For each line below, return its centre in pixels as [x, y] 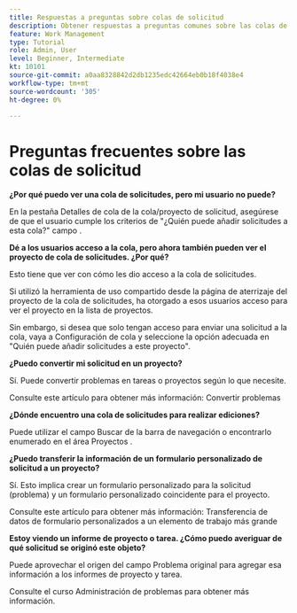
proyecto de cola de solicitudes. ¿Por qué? [89, 257]
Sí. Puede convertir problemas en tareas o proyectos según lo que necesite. [148, 381]
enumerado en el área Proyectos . [71, 442]
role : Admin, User [43, 50]
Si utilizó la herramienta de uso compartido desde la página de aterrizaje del [148, 291]
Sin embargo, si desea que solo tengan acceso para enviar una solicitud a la [148, 328]
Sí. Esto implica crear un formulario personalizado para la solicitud [130, 485]
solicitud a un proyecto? [55, 468]
